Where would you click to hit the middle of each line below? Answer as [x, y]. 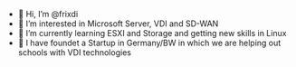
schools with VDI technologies [74, 53]
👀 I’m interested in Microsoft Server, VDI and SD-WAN [118, 24]
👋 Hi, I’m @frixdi [48, 14]
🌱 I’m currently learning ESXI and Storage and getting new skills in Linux [152, 33]
